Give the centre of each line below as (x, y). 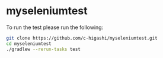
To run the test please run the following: (55, 27)
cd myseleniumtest (29, 43)
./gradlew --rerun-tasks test (44, 49)
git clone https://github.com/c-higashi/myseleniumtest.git (82, 38)
